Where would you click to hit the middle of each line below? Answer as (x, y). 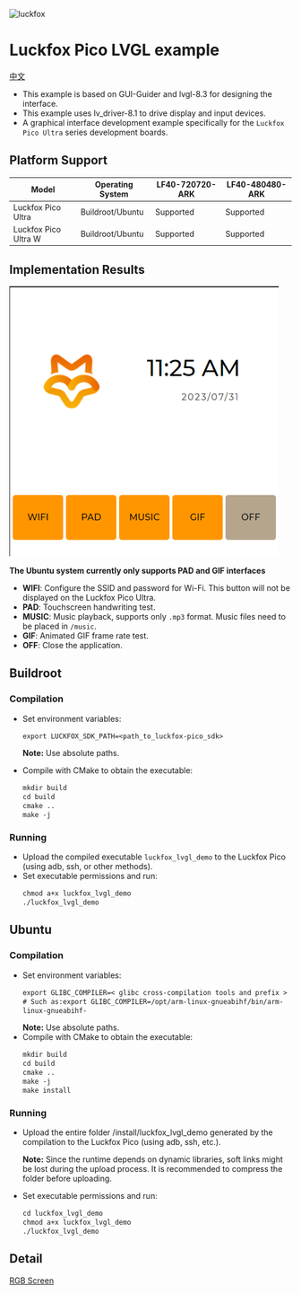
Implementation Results (77, 269)
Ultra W (27, 239)
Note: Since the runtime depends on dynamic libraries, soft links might (153, 1159)
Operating (114, 185)
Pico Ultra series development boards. (95, 132)
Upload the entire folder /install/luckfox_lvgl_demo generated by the (147, 1132)
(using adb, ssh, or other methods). (87, 867)
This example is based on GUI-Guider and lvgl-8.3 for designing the (147, 93)
